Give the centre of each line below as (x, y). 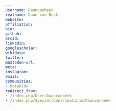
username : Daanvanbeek (29, 10)
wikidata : (16, 53)
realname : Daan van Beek (32, 15)
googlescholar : (21, 48)
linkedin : (16, 43)
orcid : (12, 39)
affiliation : (19, 24)
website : (15, 19)
